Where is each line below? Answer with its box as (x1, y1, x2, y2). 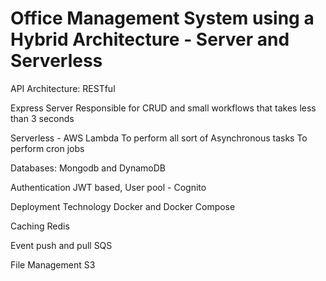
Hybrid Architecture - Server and (10, 28, 290, 51)
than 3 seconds (10, 112, 75, 124)
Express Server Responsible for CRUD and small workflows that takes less (10, 102, 317, 114)
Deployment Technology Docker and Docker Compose (10, 200, 236, 212)
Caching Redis (10, 220, 70, 232)
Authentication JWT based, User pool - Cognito (10, 181, 207, 193)
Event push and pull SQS (10, 239, 113, 251)
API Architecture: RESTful (10, 82, 116, 94)
